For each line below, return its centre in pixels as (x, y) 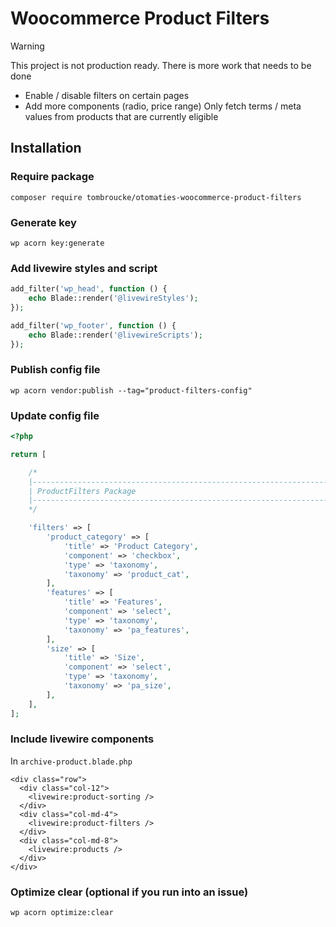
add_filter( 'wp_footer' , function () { (93, 325)
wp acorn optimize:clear (62, 913)
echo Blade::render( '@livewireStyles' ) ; (113, 298)
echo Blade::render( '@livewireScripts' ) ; (115, 335)
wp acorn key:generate (57, 243)
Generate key (43, 222)
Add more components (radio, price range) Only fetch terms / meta (163, 106)
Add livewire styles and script (84, 268)
